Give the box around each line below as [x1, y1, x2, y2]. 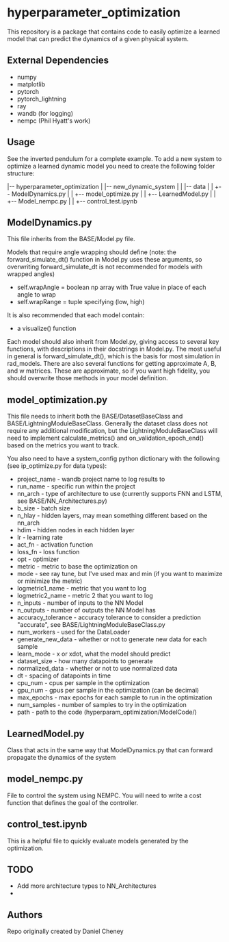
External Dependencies [7, 55, 109, 66]
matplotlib [16, 80, 46, 88]
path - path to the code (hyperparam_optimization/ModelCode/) [16, 708, 197, 717]
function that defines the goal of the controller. [7, 798, 139, 806]
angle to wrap [16, 290, 56, 299]
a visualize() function [16, 324, 77, 333]
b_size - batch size [16, 504, 70, 512]
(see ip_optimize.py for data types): [7, 462, 107, 470]
